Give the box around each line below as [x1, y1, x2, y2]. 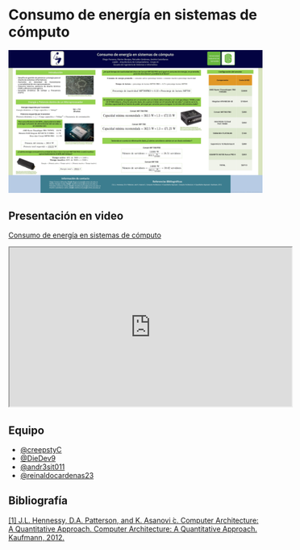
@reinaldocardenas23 [19, 471, 94, 481]
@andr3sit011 [19, 462, 65, 472]
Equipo [8, 423, 44, 437]
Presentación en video [8, 208, 123, 223]
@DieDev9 [19, 454, 56, 464]
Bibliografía [8, 494, 69, 508]
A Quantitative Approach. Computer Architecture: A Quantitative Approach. [8, 523, 258, 534]
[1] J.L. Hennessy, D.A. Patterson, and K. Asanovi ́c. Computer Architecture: [8, 515, 260, 525]
